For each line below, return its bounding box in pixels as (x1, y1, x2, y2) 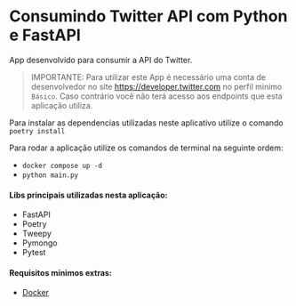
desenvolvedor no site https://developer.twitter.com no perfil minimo (30, 81, 283, 92)
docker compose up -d (21, 161, 102, 170)
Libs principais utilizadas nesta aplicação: (9, 189, 168, 200)
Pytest (21, 247, 46, 258)
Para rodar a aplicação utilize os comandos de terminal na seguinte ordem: (9, 142, 284, 153)
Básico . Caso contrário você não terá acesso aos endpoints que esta (30, 91, 283, 101)
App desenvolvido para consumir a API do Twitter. (9, 54, 193, 65)
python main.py (21, 171, 79, 180)
